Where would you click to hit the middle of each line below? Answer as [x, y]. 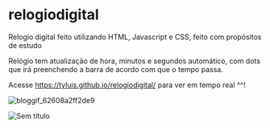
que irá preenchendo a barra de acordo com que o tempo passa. [116, 69]
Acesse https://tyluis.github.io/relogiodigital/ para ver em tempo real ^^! [127, 85]
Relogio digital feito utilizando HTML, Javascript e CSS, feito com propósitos [135, 37]
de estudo [25, 45]
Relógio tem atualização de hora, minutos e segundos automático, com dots [134, 61]
